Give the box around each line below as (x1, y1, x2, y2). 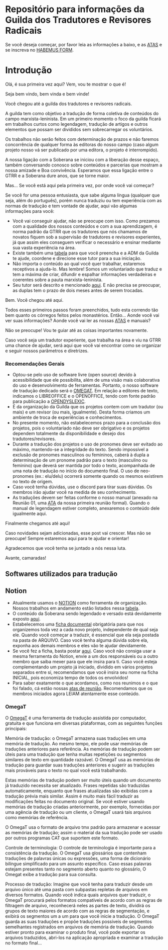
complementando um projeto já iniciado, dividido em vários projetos (12, 664, 153, 670)
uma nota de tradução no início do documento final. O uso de (12, 468, 139, 474)
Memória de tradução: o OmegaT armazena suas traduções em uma (5, 735, 146, 741)
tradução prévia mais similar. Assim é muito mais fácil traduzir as (5, 793, 139, 799)
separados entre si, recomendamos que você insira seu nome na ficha (12, 669, 158, 675)
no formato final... (5, 939, 42, 946)
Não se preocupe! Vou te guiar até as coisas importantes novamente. (5, 327, 148, 333)
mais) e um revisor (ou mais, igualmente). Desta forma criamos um (12, 409, 150, 415)
